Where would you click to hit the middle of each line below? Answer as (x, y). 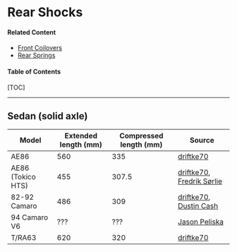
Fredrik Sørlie (200, 181)
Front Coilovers (39, 48)
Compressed (141, 136)
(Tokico (24, 177)
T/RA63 (24, 238)
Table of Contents (34, 71)
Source (202, 140)
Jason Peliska (201, 222)
